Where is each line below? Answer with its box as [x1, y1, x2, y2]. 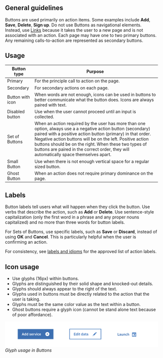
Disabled [7, 109, 25, 115]
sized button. [34, 163, 61, 169]
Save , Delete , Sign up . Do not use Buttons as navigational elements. [5, 22, 142, 28]
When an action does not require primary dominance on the [34, 170, 154, 176]
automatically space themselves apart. [34, 152, 112, 158]
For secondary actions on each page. [34, 85, 109, 90]
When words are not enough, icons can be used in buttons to [34, 91, 156, 97]
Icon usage [5, 263, 39, 271]
